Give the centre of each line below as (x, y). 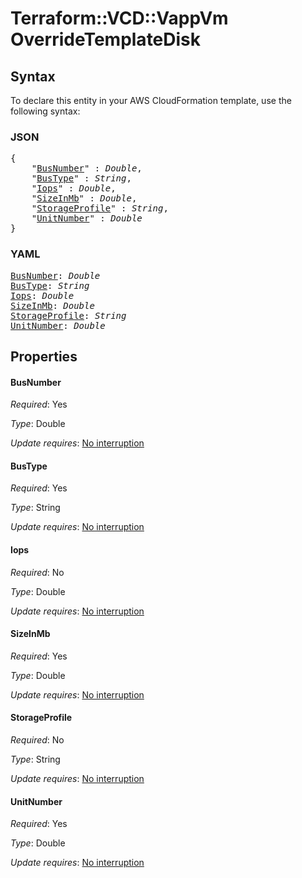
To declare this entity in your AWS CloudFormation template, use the (151, 100)
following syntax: (45, 111)
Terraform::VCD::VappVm (119, 18)
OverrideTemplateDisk (106, 39)
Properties (44, 356)
